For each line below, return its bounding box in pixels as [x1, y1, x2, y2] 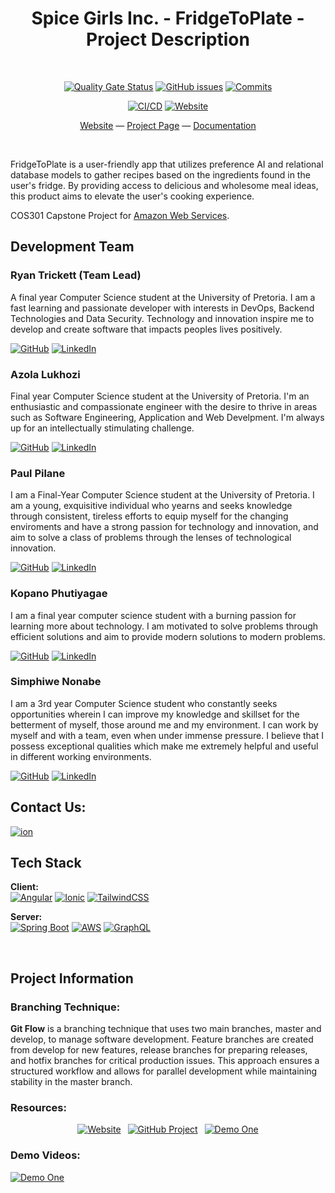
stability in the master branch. [10, 1076, 133, 1088]
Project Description [86, 28, 250, 51]
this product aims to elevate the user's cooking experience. [10, 190, 255, 202]
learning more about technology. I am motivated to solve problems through [10, 620, 319, 632]
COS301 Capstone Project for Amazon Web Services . [10, 209, 230, 221]
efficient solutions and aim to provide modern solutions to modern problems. [10, 630, 326, 642]
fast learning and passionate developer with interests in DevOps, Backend [10, 302, 315, 314]
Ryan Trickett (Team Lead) [10, 268, 142, 282]
